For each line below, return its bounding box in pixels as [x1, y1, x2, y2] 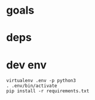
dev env [6, 58, 47, 71]
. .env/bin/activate [6, 83, 58, 89]
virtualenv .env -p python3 [6, 78, 76, 84]
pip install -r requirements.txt [6, 88, 90, 94]
